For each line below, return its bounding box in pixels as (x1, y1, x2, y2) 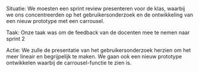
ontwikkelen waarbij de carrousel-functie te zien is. (6, 59, 132, 66)
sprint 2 (6, 35, 26, 42)
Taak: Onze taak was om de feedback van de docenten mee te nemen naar (6, 29, 190, 36)
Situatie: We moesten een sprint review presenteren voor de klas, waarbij (6, 5, 185, 12)
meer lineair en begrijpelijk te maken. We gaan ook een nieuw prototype (6, 53, 182, 60)
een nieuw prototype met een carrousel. (6, 18, 105, 24)
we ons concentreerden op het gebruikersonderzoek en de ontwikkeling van (6, 11, 194, 18)
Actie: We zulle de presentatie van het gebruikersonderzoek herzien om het (6, 47, 191, 54)
